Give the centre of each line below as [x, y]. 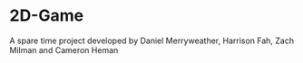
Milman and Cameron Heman [64, 49]
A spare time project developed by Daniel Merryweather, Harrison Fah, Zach [152, 40]
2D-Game [47, 16]
